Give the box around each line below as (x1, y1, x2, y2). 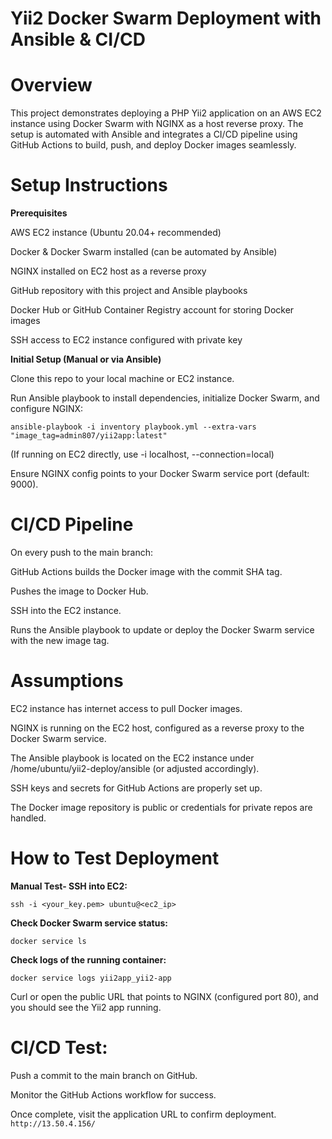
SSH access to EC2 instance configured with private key (10, 334, 243, 346)
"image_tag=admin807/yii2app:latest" (10, 431, 168, 441)
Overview (10, 74, 93, 97)
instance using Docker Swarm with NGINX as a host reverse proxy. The (10, 118, 304, 130)
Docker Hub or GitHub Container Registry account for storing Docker (10, 304, 295, 316)
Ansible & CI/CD (10, 28, 146, 51)
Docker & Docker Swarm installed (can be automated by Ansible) (10, 246, 278, 258)
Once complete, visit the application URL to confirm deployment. (10, 1108, 277, 1120)
